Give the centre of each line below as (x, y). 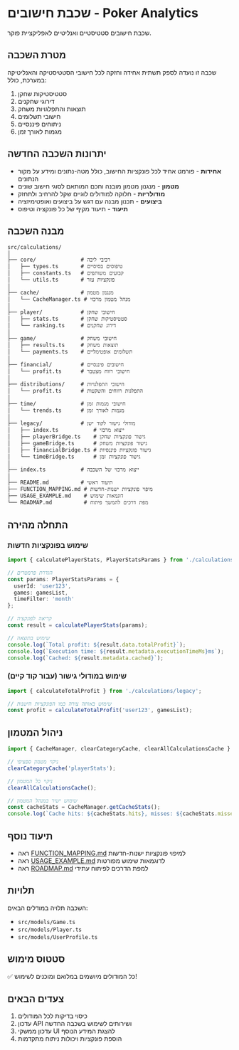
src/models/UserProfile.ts (58, 937)
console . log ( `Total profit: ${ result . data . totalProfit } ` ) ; (97, 645)
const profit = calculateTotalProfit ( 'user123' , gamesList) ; (100, 710)
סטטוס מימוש (36, 959)
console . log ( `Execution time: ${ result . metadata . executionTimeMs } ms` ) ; (116, 651)
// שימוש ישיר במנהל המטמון (42, 801)
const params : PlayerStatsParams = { (63, 579)
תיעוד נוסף (30, 836)
